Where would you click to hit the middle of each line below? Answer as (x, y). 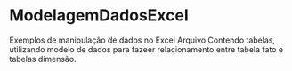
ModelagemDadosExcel (99, 16)
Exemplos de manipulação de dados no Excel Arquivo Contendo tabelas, (142, 40)
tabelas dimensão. (43, 59)
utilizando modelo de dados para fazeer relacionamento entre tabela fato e (146, 49)
